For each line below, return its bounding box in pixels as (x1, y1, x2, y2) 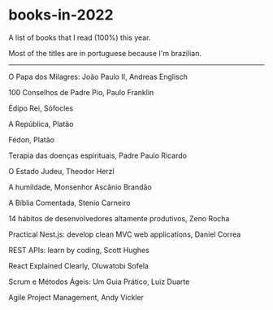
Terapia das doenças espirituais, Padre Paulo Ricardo (8, 151, 187, 160)
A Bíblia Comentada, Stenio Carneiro (8, 198, 131, 207)
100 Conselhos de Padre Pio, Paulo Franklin (8, 87, 154, 97)
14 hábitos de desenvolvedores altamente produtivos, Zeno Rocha (8, 213, 230, 223)
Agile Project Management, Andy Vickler (8, 292, 145, 302)
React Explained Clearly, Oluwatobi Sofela (8, 260, 149, 270)
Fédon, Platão (8, 134, 55, 144)
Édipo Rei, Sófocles (8, 103, 74, 113)
